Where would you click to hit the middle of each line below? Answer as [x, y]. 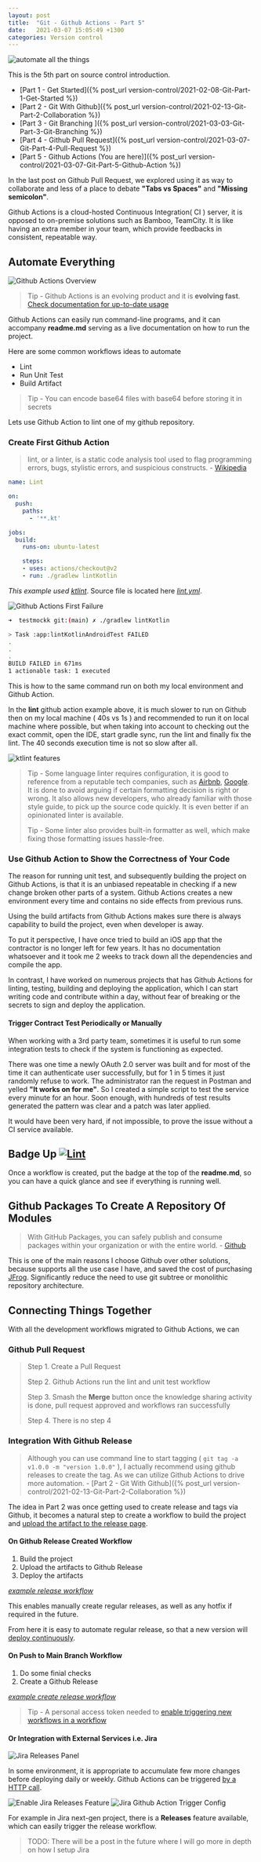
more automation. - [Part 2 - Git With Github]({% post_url [119, 1483]
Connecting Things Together [80, 1311]
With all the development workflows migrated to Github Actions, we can [124, 1329]
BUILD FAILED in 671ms [45, 664]
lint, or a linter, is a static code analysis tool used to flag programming [140, 459]
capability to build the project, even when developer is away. [106, 925]
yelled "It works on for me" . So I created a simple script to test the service [129, 1089]
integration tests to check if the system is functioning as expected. [116, 1049]
